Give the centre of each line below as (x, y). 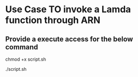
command (22, 47)
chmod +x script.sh (26, 59)
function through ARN (53, 20)
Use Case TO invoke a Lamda (68, 9)
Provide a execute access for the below (69, 39)
